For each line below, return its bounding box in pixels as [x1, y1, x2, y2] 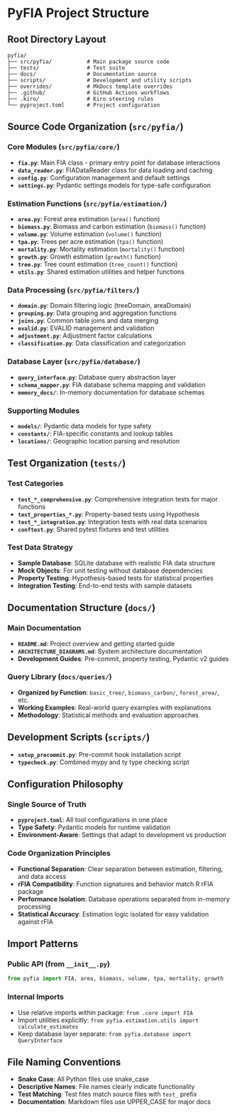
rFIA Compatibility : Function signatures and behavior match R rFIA [17, 880, 214, 888]
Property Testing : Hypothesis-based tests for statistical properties [17, 573, 214, 582]
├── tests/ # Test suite [7, 65, 126, 72]
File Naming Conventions [7, 1056, 121, 1068]
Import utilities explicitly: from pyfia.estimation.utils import [17, 1016, 199, 1024]
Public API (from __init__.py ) [7, 959, 110, 969]
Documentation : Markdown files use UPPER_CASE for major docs [17, 1097, 211, 1106]
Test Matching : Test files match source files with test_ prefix [17, 1090, 197, 1099]
